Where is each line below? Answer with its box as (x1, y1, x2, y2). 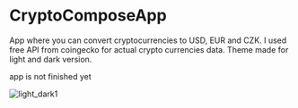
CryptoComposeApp (9, 5, 168, 26)
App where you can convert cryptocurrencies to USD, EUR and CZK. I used (9, 35, 287, 46)
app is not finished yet (9, 71, 92, 81)
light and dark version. (9, 54, 92, 64)
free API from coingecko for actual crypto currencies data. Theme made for (9, 44, 289, 54)
